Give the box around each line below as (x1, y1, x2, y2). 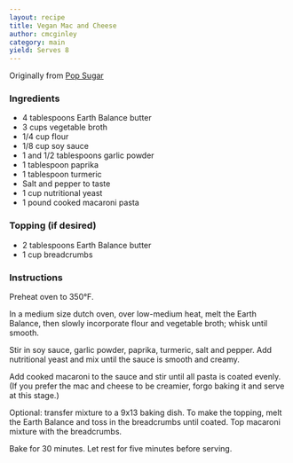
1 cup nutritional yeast (21, 188, 103, 199)
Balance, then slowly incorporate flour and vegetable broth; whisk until (9, 318, 268, 329)
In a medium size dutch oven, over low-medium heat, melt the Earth (9, 309, 257, 319)
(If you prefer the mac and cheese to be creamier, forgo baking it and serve (9, 381, 285, 391)
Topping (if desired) (9, 219, 97, 231)
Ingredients (9, 92, 60, 105)
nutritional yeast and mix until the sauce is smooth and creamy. (9, 354, 240, 365)
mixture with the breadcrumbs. (9, 427, 123, 437)
